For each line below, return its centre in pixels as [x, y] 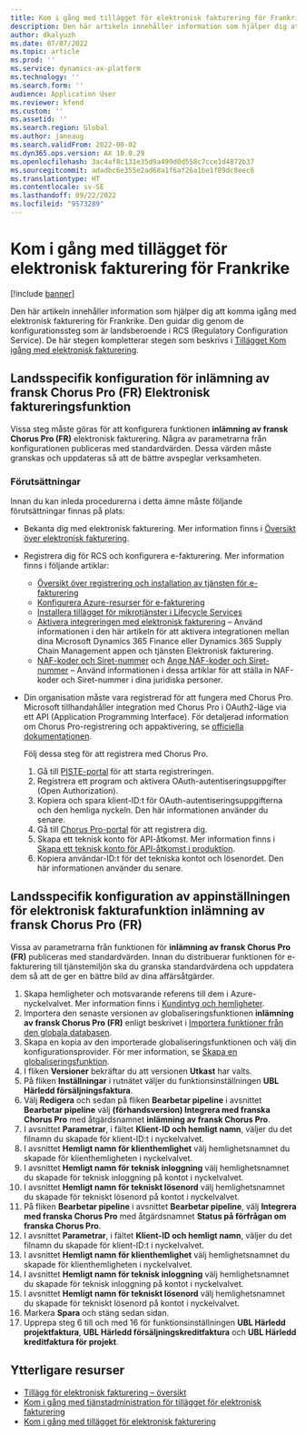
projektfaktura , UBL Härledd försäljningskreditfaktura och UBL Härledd [160, 1332]
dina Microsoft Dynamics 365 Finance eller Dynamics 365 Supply [159, 641]
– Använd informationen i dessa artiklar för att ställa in [171, 670]
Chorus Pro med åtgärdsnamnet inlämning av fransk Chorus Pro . [147, 1119]
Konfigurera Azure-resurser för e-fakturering [121, 602]
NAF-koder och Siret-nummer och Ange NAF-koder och [142, 660]
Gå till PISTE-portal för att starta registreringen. [125, 771]
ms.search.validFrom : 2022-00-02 [74, 145]
